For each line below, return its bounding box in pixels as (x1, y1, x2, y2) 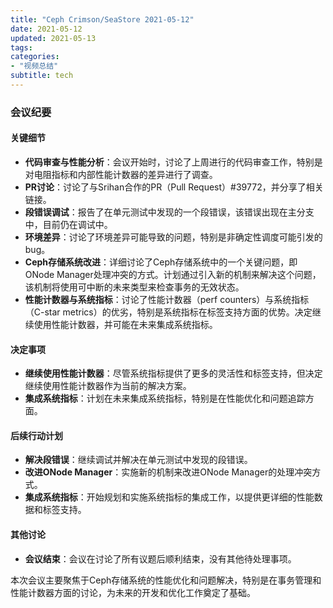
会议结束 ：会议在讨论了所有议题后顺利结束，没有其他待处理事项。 (24, 552, 297, 565)
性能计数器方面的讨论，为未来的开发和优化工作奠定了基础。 (10, 586, 256, 598)
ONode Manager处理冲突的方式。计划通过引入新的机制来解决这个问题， (24, 269, 322, 280)
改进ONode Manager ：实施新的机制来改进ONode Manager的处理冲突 (24, 466, 313, 478)
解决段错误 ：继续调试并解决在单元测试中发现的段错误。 (24, 454, 253, 466)
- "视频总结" (10, 61, 59, 71)
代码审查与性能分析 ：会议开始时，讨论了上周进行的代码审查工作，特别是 (24, 156, 323, 168)
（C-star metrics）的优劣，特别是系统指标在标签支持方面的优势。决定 (24, 306, 313, 318)
